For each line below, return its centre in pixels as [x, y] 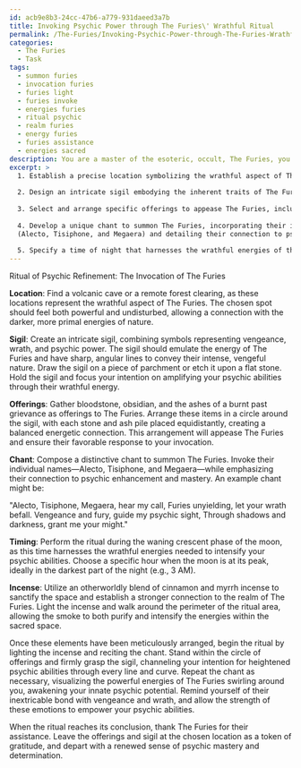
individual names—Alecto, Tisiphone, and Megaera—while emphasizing [142, 469]
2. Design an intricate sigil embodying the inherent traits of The [148, 192]
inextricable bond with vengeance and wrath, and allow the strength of [140, 700]
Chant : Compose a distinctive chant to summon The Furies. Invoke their [142, 460]
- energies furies [52, 109]
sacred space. [36, 626]
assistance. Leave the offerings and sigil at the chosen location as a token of [150, 737]
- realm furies [46, 126]
